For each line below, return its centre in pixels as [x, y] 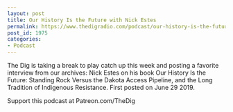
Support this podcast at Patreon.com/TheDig [71, 101]
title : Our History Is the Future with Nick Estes [82, 20]
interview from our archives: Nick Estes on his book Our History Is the [107, 73]
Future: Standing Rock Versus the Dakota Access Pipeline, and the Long [110, 80]
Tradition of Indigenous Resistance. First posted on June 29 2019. [101, 87]
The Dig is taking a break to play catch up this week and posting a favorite [113, 65]
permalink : [23, 26]
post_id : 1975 [28, 33]
